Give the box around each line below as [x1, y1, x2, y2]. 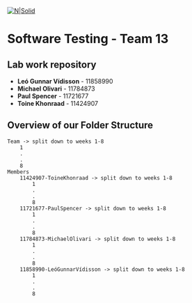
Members [7, 168, 30, 176]
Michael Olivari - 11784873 [17, 84, 95, 93]
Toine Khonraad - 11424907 [17, 100, 99, 107]
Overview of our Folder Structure [7, 119, 154, 132]
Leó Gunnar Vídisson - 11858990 [17, 77, 113, 85]
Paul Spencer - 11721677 [17, 92, 89, 100]
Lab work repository [7, 59, 97, 70]
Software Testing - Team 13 [7, 31, 169, 47]
